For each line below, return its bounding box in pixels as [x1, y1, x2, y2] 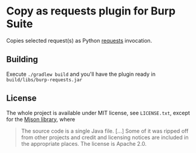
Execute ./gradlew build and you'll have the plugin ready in [6, 70, 156, 78]
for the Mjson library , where [6, 116, 76, 123]
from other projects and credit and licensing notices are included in [21, 134, 189, 141]
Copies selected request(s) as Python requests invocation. [6, 37, 152, 44]
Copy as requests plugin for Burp [6, 4, 176, 18]
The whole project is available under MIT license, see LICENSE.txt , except [6, 109, 191, 116]
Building [6, 54, 38, 64]
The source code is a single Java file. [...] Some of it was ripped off [21, 127, 189, 134]
